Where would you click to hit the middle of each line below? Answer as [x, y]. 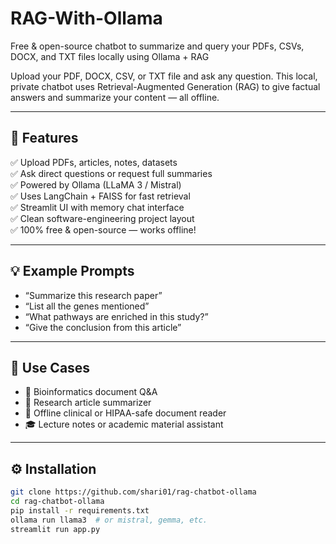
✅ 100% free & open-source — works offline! [103, 229]
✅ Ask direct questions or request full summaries [111, 173]
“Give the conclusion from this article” [103, 327]
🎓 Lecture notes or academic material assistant [124, 424]
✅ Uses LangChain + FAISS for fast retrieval [100, 196]
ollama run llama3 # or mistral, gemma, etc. [109, 520]
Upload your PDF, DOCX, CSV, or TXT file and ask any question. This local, [164, 76]
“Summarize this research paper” [93, 295]
